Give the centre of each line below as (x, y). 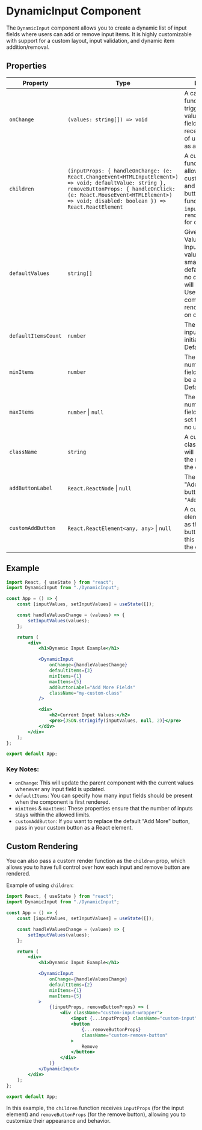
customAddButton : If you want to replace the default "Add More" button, (103, 821)
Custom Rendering (42, 846)
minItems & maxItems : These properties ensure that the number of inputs (104, 808)
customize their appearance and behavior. (59, 1121)
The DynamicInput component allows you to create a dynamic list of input (96, 28)
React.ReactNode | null (99, 488)
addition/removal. (28, 47)
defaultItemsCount (35, 336)
